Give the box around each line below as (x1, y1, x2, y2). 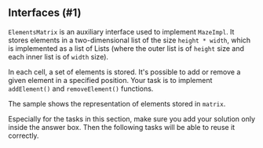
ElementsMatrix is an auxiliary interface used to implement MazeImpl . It (8, 27, 235, 36)
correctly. (8, 131, 39, 140)
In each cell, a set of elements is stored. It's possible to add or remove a (8, 67, 241, 77)
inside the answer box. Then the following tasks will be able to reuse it (8, 122, 236, 132)
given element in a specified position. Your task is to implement (8, 75, 213, 85)
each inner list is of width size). (8, 52, 108, 61)
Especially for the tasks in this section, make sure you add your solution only (8, 114, 256, 124)
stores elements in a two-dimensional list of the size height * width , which (8, 35, 251, 45)
